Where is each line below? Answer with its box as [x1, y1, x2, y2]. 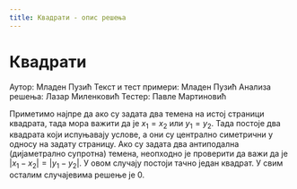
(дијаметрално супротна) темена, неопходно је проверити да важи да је [9, 149, 289, 159]
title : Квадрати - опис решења [9, 13, 127, 22]
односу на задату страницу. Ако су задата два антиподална [9, 139, 240, 150]
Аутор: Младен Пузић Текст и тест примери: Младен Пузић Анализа [9, 82, 272, 92]
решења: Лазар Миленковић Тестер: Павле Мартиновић [9, 90, 227, 101]
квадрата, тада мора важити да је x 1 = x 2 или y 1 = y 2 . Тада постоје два [9, 117, 281, 131]
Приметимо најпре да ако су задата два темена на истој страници [9, 108, 265, 119]
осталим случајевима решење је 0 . [9, 169, 145, 180]
